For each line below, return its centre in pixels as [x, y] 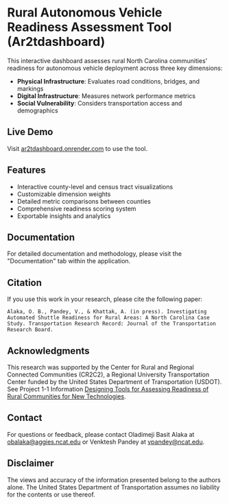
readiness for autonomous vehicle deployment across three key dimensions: [115, 68]
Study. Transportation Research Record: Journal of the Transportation [111, 324]
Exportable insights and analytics [64, 216]
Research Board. [30, 330]
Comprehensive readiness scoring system [76, 208]
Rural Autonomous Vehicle [85, 13]
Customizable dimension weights [64, 194]
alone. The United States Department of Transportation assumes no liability [113, 487]
